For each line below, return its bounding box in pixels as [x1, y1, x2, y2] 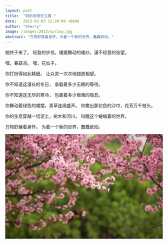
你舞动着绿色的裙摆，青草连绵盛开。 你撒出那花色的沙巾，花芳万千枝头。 [5, 102, 155, 108]
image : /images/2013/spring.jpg [5, 29, 72, 34]
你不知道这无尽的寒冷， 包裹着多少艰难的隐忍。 [5, 92, 103, 97]
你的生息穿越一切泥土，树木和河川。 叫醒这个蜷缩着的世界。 [5, 113, 129, 119]
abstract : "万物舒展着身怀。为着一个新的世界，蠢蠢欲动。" [5, 34, 114, 39]
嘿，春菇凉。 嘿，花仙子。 [5, 60, 59, 66]
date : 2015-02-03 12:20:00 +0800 [5, 18, 79, 23]
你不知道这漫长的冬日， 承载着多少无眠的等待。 [5, 81, 103, 87]
